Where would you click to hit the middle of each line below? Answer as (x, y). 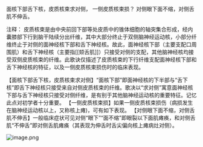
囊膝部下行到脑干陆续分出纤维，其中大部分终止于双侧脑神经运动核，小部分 (99, 37)
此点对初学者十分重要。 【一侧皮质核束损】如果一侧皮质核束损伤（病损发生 (100, 103)
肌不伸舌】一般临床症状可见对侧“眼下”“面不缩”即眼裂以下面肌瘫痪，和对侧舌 (101, 118)
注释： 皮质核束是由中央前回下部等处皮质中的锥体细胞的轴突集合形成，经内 (100, 29)
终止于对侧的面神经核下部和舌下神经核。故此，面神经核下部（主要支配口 (101, 44)
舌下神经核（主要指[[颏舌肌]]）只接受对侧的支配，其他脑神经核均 (108, 52)
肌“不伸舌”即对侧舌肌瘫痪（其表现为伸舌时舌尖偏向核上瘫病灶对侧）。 (92, 125)
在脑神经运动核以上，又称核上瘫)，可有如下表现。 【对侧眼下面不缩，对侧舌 (101, 110)
